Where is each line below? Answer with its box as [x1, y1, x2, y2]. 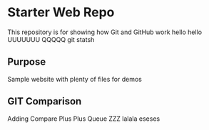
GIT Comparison [7, 95, 82, 107]
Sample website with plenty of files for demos [7, 75, 143, 83]
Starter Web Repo [7, 4, 115, 21]
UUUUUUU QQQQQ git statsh [7, 35, 95, 43]
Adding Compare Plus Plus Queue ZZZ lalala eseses [7, 114, 160, 123]
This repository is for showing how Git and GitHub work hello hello [7, 28, 202, 36]
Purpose [7, 56, 46, 68]
